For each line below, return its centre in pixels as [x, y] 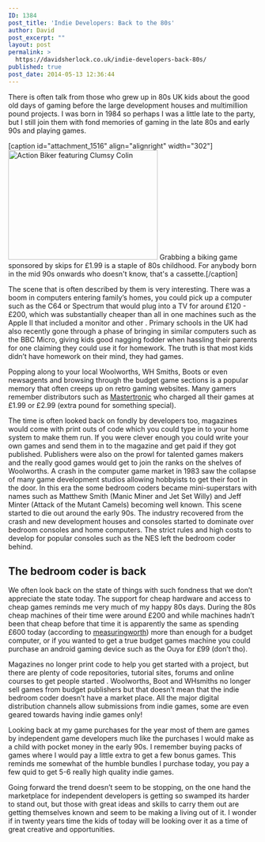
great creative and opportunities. [62, 829]
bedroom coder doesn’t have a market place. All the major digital [114, 698]
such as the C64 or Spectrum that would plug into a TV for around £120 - [127, 306]
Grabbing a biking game [199, 257]
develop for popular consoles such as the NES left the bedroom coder [122, 538]
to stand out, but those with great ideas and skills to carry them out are [124, 804]
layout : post [30, 45]
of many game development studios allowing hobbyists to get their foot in [128, 479]
